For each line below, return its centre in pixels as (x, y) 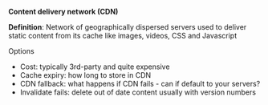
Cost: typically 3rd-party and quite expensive (95, 67)
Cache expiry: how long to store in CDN (85, 75)
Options (21, 51)
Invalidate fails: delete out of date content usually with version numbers (138, 92)
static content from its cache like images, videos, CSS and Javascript (123, 36)
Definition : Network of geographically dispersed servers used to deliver (128, 27)
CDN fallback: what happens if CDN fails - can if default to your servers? (140, 84)
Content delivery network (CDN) (63, 12)
